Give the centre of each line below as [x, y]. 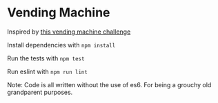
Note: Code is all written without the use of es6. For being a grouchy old [109, 84]
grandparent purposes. [40, 92]
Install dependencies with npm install [61, 45]
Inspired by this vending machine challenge [69, 32]
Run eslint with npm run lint [48, 71]
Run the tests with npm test [46, 58]
